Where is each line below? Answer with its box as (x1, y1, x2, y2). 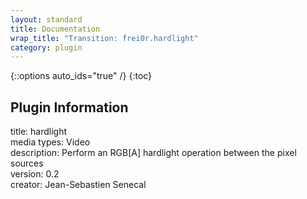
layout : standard (10, 14, 83, 25)
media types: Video (10, 136, 91, 148)
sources (10, 157, 44, 170)
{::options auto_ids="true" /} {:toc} (10, 70, 153, 82)
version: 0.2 (10, 168, 60, 180)
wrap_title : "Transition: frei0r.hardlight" (10, 33, 199, 43)
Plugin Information (10, 99, 129, 116)
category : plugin (10, 42, 83, 53)
